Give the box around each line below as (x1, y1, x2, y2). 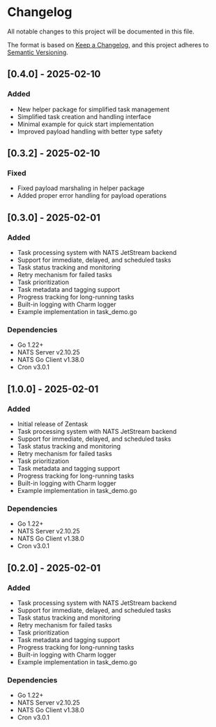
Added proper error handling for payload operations (17, 191, 167, 200)
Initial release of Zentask (17, 419, 88, 428)
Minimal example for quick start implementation (17, 120, 155, 128)
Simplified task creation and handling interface (17, 112, 152, 120)
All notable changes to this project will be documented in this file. (7, 27, 195, 36)
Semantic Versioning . (7, 48, 68, 56)
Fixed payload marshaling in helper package (17, 184, 145, 192)
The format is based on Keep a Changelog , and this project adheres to (7, 40, 209, 49)
